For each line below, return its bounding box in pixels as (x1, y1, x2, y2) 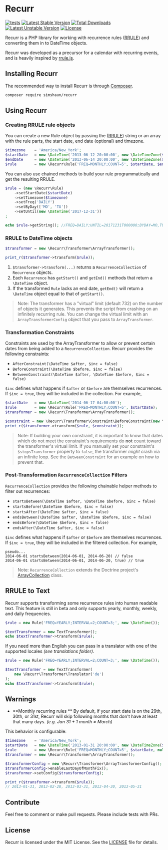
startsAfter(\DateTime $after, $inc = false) (12, 509, 109, 514)
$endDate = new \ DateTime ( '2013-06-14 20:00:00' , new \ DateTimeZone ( (5, 157, 162, 162)
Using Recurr (5, 106, 47, 115)
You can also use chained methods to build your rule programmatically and (5, 171, 159, 177)
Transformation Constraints (5, 329, 74, 336)
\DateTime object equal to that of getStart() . (12, 291, 104, 297)
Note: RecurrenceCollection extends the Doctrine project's (17, 566, 138, 573)
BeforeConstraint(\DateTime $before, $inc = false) (12, 367, 122, 372)
